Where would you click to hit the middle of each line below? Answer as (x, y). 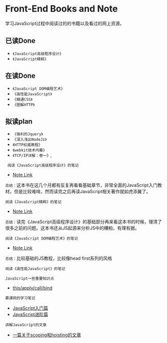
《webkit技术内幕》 (29, 150)
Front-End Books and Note (62, 9)
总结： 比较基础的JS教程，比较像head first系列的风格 (59, 258)
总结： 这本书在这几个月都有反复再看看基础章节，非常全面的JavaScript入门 (81, 185)
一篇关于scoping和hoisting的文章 (47, 335)
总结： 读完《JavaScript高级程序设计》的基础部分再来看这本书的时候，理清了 (83, 222)
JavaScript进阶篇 (30, 315)
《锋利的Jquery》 (28, 134)
